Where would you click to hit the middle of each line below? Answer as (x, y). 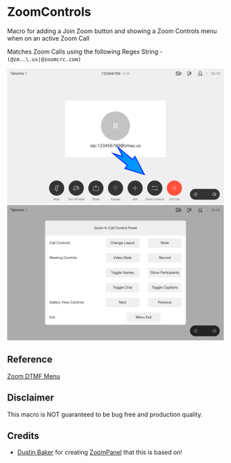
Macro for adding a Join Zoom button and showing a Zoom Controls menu (112, 31)
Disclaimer (31, 398)
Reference (30, 360)
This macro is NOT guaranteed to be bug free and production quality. (105, 414)
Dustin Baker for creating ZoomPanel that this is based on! (100, 452)
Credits (23, 436)
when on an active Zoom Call (48, 38)
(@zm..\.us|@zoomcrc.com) (44, 59)
